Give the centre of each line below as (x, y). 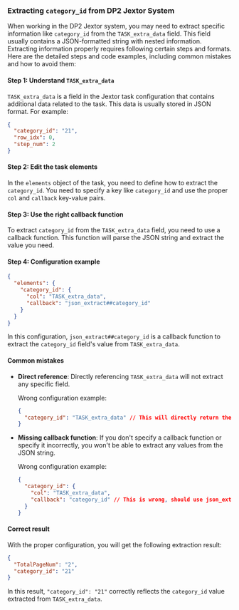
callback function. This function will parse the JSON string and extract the (116, 238)
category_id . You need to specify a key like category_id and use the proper (118, 190)
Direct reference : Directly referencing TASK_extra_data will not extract (120, 376)
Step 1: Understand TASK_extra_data (61, 80)
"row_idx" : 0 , (34, 138)
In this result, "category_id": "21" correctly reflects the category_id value (116, 591)
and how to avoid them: (42, 64)
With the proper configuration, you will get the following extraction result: (115, 544)
